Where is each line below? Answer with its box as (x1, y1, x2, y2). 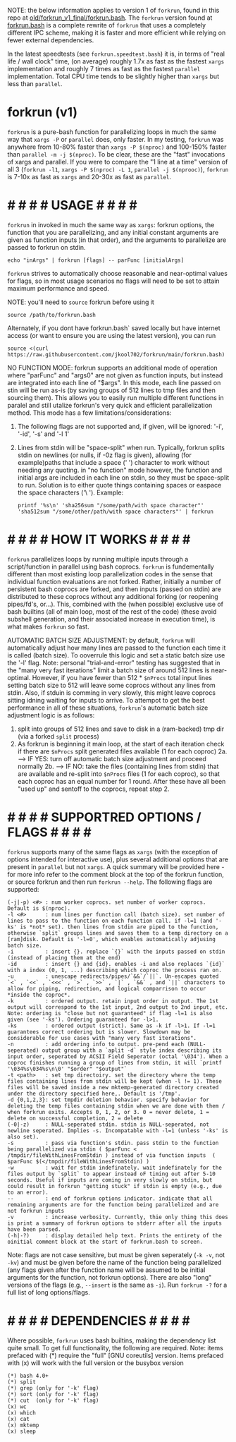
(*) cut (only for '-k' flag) (7, 1397, 99, 1404)
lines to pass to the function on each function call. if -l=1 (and (7, 917, 213, 924)
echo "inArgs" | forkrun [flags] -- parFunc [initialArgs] (7, 257, 185, 264)
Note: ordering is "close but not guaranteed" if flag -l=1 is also (7, 1010, 213, 1017)
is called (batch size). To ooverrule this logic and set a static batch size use (7, 650, 225, 659)
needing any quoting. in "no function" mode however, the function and (17, 466, 223, 474)
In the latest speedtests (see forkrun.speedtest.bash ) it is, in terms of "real (7, 49, 225, 58)
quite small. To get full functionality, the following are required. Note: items (7, 1343, 223, 1352)
